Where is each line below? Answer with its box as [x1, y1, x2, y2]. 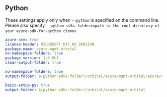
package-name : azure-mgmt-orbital [5, 47, 77, 51]
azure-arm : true [5, 37, 39, 42]
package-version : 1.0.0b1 [5, 55, 59, 61]
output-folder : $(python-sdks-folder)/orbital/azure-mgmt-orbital [5, 87, 146, 92]
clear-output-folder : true [5, 60, 61, 65]
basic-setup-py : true [5, 83, 50, 88]
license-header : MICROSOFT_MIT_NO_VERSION [5, 42, 94, 47]
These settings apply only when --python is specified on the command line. [5, 17, 160, 23]
